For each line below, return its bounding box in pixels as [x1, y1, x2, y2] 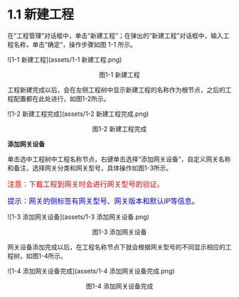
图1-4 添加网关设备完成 [85, 281, 154, 290]
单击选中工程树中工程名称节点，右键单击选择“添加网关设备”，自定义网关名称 [7, 154, 231, 163]
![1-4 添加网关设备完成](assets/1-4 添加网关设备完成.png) [7, 266, 175, 275]
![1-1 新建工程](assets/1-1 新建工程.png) [7, 55, 122, 64]
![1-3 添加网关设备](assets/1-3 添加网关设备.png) [7, 212, 149, 221]
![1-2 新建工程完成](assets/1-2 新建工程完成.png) [7, 109, 149, 118]
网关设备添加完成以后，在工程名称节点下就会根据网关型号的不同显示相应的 [7, 242, 225, 251]
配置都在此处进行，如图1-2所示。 [13, 94, 110, 103]
